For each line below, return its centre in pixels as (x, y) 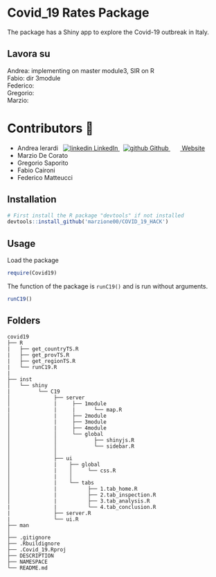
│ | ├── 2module (57, 416)
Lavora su (29, 54)
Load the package (33, 260)
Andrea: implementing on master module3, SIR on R (81, 70)
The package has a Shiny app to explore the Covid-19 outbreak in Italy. (108, 32)
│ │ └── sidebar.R (71, 446)
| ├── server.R (49, 513)
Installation (32, 200)
